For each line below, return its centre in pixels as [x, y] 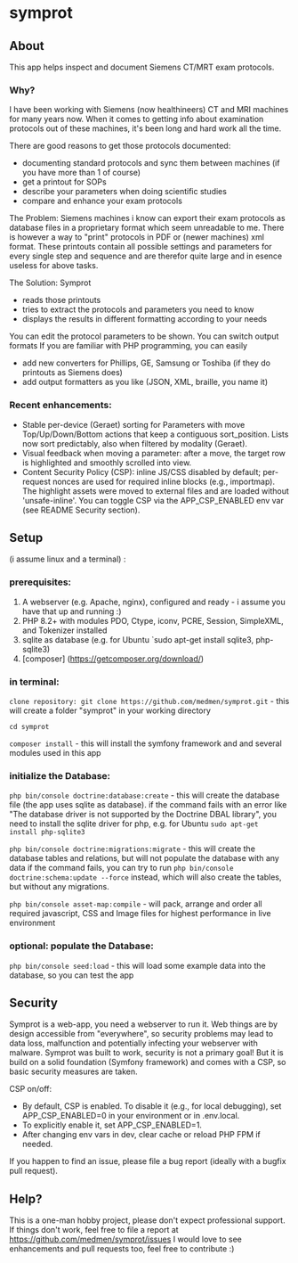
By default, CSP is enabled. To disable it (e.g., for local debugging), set [152, 1106]
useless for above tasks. [54, 266]
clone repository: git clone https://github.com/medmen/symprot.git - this [149, 701]
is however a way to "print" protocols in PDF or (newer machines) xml [137, 237]
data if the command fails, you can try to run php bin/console [121, 868]
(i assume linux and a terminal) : [68, 559]
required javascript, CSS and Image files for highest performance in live [140, 914]
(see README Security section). [81, 510]
